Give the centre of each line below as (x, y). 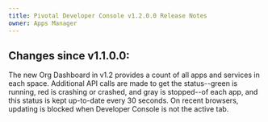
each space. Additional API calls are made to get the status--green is (123, 83)
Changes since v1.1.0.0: (69, 56)
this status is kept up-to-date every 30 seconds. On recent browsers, (124, 100)
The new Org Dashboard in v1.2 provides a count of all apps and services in (134, 75)
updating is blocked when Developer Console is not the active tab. (119, 109)
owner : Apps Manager (43, 23)
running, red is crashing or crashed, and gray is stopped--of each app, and (133, 92)
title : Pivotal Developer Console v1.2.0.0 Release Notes (108, 16)
